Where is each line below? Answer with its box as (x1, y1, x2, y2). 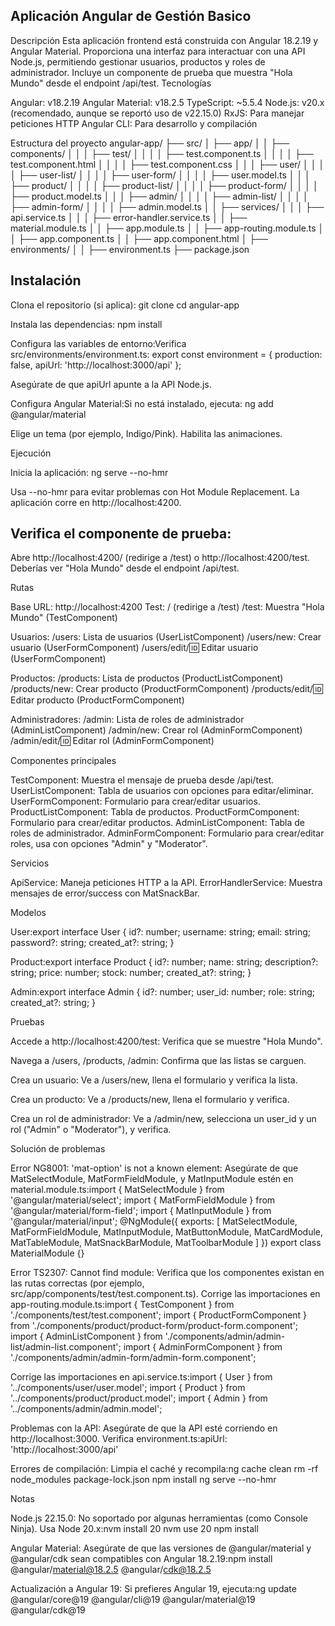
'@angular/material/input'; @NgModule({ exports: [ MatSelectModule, (10, 1215, 298, 1228)
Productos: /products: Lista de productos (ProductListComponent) (10, 672, 284, 684)
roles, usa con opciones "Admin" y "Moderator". (10, 838, 208, 850)
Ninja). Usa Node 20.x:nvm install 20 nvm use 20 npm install (10, 1523, 259, 1535)
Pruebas (10, 1016, 45, 1028)
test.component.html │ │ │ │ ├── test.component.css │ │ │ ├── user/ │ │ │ (10, 158, 325, 170)
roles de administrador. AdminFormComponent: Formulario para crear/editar (10, 827, 325, 839)
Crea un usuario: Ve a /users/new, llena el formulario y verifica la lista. (10, 1074, 298, 1086)
